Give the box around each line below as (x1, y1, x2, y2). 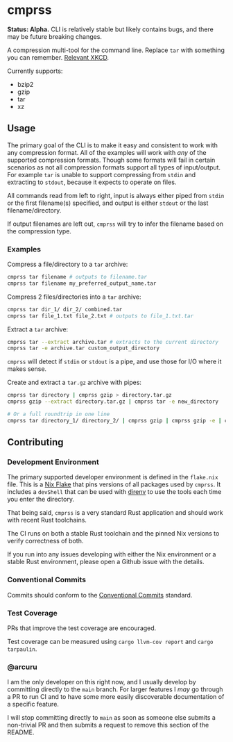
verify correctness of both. (7, 537, 84, 545)
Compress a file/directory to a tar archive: (7, 260, 128, 269)
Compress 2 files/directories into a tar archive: (7, 292, 141, 301)
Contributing (7, 436, 64, 448)
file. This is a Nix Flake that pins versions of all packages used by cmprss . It (7, 480, 221, 488)
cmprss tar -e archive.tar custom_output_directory (7, 345, 159, 352)
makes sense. (7, 365, 47, 373)
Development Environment (7, 457, 99, 467)
